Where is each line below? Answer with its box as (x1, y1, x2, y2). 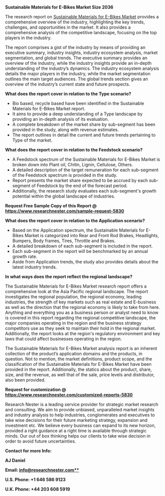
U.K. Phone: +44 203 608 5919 (5, 486, 70, 492)
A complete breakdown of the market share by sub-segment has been (12, 121, 156, 127)
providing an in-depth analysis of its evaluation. (12, 116, 109, 122)
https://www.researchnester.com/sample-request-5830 (5, 208, 124, 214)
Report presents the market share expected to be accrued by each (12, 178, 148, 183)
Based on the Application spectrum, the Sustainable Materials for (12, 227, 145, 233)
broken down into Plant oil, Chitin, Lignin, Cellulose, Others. (12, 162, 133, 167)
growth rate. (12, 253, 38, 259)
